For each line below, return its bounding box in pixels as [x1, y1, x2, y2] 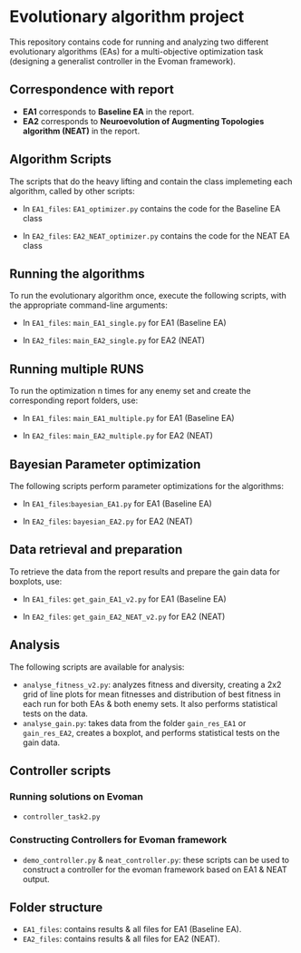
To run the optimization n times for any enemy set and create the [9, 386, 251, 397]
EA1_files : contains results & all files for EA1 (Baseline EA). [22, 924, 242, 935]
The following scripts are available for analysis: [9, 661, 185, 673]
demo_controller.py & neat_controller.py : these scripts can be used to [22, 854, 290, 865]
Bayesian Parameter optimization [9, 457, 201, 472]
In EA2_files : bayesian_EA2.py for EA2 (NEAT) [22, 516, 193, 526]
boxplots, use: [9, 575, 63, 586]
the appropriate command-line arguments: [9, 300, 168, 310]
